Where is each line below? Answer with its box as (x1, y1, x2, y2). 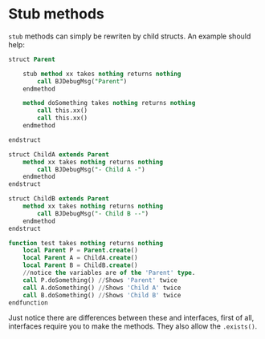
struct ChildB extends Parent (8, 195, 110, 203)
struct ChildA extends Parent (8, 150, 110, 159)
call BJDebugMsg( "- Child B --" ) (37, 209, 149, 217)
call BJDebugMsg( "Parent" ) (37, 77, 128, 85)
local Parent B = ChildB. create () (22, 261, 138, 269)
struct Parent (8, 55, 56, 63)
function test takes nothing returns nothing (8, 239, 163, 247)
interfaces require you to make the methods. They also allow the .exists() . (8, 321, 258, 331)
